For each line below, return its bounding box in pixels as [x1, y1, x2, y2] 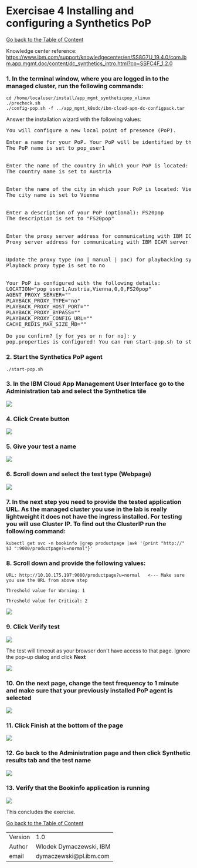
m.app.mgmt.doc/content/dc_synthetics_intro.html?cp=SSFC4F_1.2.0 [6, 60, 173, 67]
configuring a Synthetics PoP [6, 16, 151, 30]
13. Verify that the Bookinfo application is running [6, 784, 150, 792]
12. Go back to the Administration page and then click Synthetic [6, 749, 191, 757]
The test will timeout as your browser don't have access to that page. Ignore [6, 647, 191, 654]
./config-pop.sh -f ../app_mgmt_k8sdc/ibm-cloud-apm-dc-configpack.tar [6, 106, 185, 112]
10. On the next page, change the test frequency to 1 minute [6, 679, 179, 687]
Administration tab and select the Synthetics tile [6, 387, 147, 395]
